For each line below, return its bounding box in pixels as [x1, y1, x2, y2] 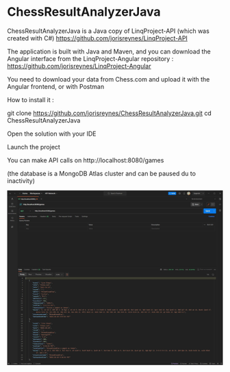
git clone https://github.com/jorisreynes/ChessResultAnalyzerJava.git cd [7, 109, 212, 117]
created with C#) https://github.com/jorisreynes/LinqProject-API [7, 34, 188, 42]
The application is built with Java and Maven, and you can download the [7, 47, 211, 55]
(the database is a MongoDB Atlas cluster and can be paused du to [7, 169, 196, 177]
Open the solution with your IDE [7, 129, 97, 138]
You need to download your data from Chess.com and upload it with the [7, 75, 210, 83]
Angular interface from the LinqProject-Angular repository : [7, 54, 174, 62]
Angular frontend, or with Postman [7, 82, 105, 90]
